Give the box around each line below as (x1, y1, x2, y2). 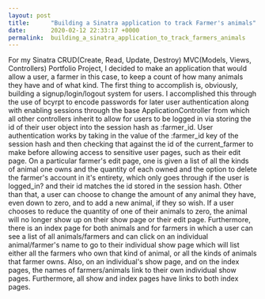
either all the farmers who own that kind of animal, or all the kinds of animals (8, 248, 257, 258)
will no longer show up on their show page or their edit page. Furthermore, (8, 215, 251, 225)
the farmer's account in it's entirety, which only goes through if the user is (8, 173, 249, 183)
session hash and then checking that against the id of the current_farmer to (8, 139, 254, 149)
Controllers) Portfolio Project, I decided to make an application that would (8, 64, 248, 74)
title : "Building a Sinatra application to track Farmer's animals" (8, 19, 257, 27)
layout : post (8, 11, 51, 20)
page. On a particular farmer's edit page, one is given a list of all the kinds (8, 156, 249, 166)
